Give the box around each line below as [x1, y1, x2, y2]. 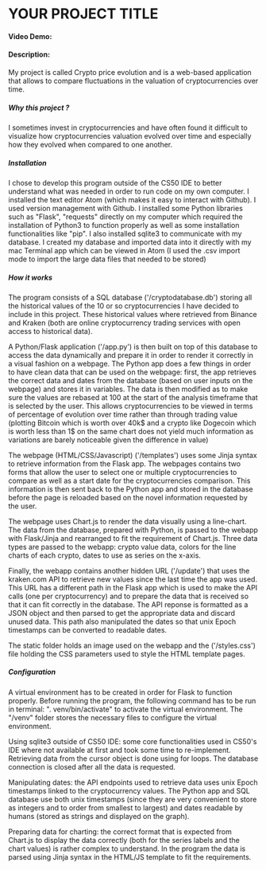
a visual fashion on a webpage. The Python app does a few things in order [8, 359, 252, 368]
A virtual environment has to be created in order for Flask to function [8, 687, 233, 697]
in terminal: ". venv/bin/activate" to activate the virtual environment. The [8, 704, 244, 714]
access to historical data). [8, 326, 93, 335]
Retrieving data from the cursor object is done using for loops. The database [8, 754, 259, 763]
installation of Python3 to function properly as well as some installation [8, 220, 240, 229]
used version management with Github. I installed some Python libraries [8, 203, 244, 213]
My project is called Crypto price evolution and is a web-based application [8, 67, 252, 76]
